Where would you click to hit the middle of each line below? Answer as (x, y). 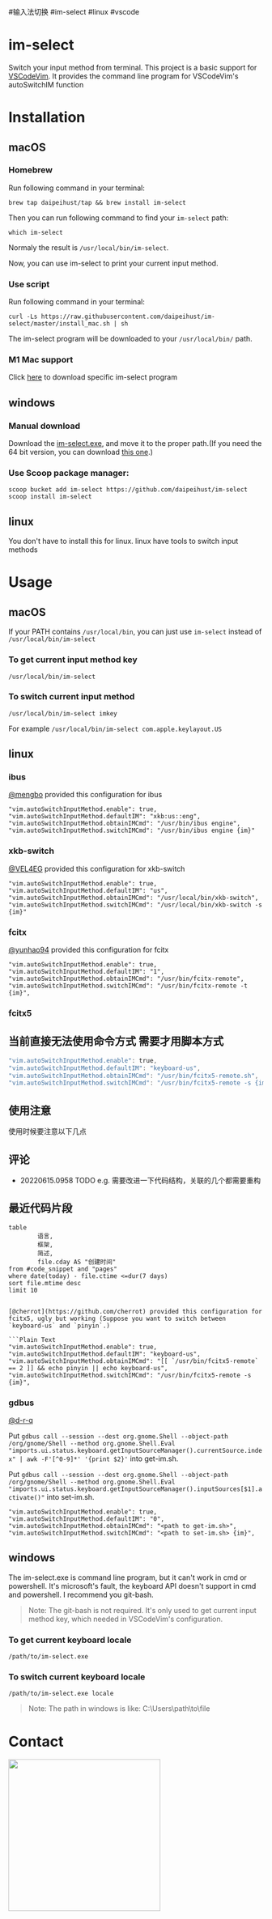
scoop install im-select (50, 497)
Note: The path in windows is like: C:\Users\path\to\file (119, 1709)
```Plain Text (32, 1339)
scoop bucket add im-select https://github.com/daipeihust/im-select (128, 490)
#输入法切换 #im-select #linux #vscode (74, 12)
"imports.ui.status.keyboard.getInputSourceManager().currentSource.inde (136, 1451)
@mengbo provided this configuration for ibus (85, 795)
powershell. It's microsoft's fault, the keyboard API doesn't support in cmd (132, 1586)
